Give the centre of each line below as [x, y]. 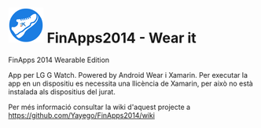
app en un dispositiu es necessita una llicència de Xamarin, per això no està [130, 83]
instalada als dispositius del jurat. [62, 91]
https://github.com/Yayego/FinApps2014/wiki [82, 115]
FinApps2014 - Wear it [121, 38]
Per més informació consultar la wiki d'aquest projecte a [99, 107]
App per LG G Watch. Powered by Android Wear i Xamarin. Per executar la [128, 75]
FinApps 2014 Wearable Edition [59, 60]
